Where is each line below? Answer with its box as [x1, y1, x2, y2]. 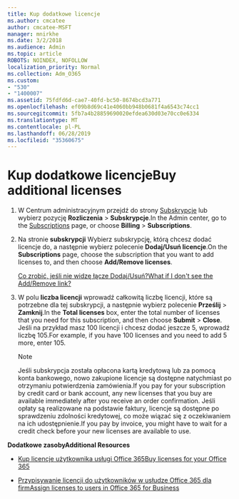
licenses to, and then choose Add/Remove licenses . [17, 258, 173, 266]
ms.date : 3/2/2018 [7, 37, 62, 44]
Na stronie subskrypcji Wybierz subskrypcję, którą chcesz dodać [17, 235, 212, 243]
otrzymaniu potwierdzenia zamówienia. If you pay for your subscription [17, 381, 226, 390]
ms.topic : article [7, 51, 62, 58]
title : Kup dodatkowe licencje [7, 10, 101, 18]
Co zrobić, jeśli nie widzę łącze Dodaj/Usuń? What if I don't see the [17, 272, 213, 281]
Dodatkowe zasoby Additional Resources [7, 440, 131, 450]
